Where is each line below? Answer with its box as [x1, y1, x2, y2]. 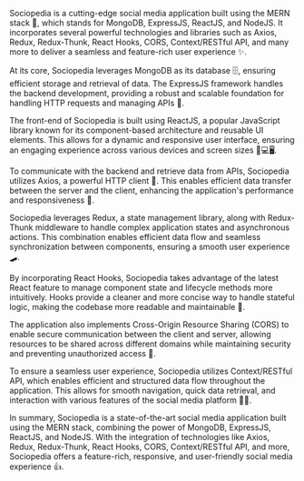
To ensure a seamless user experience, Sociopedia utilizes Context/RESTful [9, 366, 293, 376]
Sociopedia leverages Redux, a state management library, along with [9, 213, 266, 223]
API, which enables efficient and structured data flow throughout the [9, 376, 266, 386]
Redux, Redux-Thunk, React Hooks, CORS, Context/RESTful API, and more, [9, 441, 290, 452]
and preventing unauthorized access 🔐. [9, 348, 156, 358]
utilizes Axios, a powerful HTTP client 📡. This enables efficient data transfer [9, 175, 292, 185]
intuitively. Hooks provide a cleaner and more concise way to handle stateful [9, 292, 295, 303]
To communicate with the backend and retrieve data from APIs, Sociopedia [9, 165, 290, 176]
